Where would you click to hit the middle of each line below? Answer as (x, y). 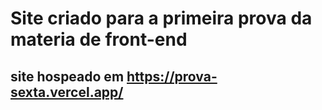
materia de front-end (99, 39)
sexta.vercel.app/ (67, 92)
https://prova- (172, 76)
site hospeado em (67, 76)
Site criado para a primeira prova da (161, 18)
